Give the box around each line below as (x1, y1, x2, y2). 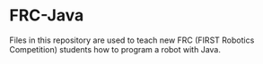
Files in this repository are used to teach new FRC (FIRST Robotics (9, 35, 255, 45)
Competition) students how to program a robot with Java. (9, 44, 222, 54)
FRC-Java (9, 5, 84, 26)
